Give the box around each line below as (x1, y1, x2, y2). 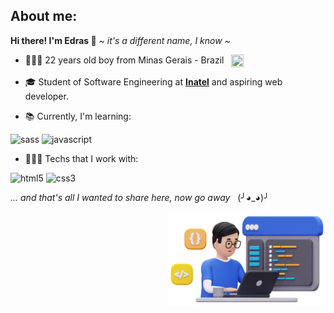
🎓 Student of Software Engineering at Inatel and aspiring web (24, 75, 283, 88)
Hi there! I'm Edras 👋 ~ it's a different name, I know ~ (10, 34, 231, 46)
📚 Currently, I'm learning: (24, 110, 132, 122)
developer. (24, 90, 69, 102)
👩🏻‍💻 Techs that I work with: (24, 152, 139, 164)
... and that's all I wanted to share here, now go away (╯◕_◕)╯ (10, 191, 270, 203)
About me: (10, 8, 78, 25)
